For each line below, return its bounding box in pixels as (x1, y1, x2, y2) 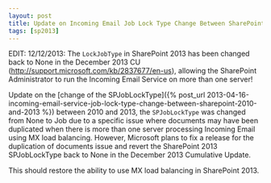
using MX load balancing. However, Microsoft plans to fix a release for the (8, 133, 254, 143)
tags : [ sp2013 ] (8, 27, 60, 35)
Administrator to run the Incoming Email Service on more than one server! (8, 74, 253, 85)
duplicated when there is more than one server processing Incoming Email (8, 124, 256, 134)
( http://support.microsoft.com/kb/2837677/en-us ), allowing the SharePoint (8, 66, 256, 76)
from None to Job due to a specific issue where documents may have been (8, 116, 259, 126)
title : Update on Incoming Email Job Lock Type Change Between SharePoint (8, 19, 265, 27)
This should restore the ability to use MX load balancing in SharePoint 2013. (8, 166, 260, 176)
